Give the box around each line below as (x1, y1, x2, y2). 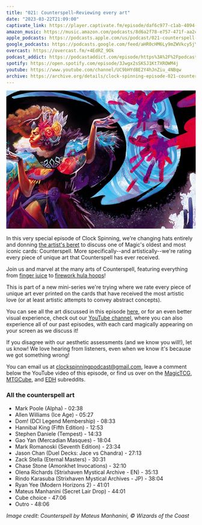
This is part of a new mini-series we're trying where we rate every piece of (6, 284, 191, 291)
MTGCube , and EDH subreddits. (6, 376, 86, 383)
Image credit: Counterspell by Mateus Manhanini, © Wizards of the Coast (6, 512, 189, 519)
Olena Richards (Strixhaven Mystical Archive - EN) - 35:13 (14, 469, 159, 476)
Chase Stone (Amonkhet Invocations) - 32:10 (14, 462, 127, 469)
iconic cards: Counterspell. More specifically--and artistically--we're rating (6, 247, 192, 255)
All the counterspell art (6, 391, 75, 399)
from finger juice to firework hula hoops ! (6, 272, 106, 279)
